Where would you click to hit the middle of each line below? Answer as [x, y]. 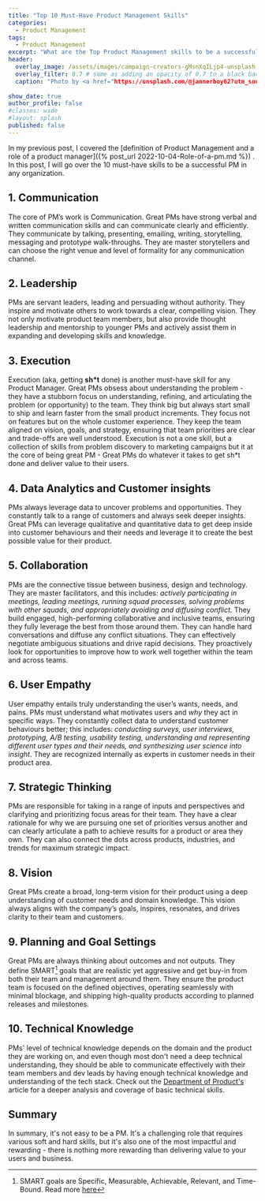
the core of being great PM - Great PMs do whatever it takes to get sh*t [124, 455]
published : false [37, 125]
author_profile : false [45, 103]
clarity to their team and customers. [66, 917]
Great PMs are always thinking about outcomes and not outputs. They [121, 961]
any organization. [36, 173]
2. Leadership [43, 283]
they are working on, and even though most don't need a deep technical [125, 1056]
